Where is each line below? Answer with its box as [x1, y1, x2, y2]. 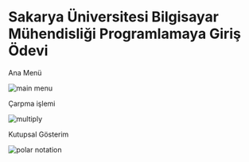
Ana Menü [8, 67, 42, 77]
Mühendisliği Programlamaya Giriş [8, 25, 241, 43]
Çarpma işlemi [8, 98, 56, 108]
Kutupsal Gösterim [8, 129, 69, 139]
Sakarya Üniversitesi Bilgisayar [8, 8, 219, 26]
